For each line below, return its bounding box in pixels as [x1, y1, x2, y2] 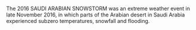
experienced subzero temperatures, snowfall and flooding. [6, 18, 150, 24]
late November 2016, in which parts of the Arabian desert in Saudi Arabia [6, 11, 185, 18]
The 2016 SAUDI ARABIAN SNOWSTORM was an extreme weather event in [6, 5, 191, 12]
